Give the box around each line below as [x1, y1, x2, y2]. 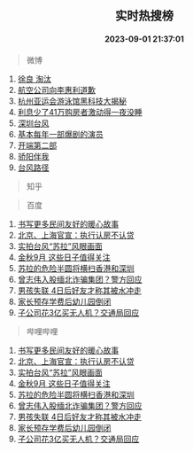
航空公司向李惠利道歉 [17, 84, 96, 95]
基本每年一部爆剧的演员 [17, 129, 104, 139]
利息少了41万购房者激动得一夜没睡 [17, 106, 143, 117]
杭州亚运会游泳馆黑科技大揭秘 [17, 96, 127, 106]
